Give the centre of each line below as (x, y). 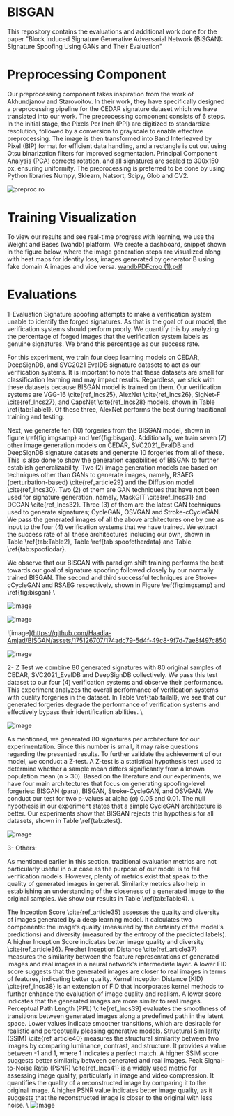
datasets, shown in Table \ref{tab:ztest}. (65, 820)
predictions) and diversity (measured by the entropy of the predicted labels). (117, 934)
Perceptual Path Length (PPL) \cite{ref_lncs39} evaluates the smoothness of (117, 1008)
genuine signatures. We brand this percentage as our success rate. (104, 344)
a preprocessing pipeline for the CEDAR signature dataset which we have (112, 108)
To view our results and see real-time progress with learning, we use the (111, 237)
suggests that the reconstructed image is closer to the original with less (110, 1097)
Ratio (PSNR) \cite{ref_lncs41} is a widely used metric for (115, 1068)
